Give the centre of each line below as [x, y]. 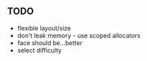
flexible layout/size [44, 28]
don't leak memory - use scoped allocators [79, 35]
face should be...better [50, 43]
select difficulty [40, 50]
